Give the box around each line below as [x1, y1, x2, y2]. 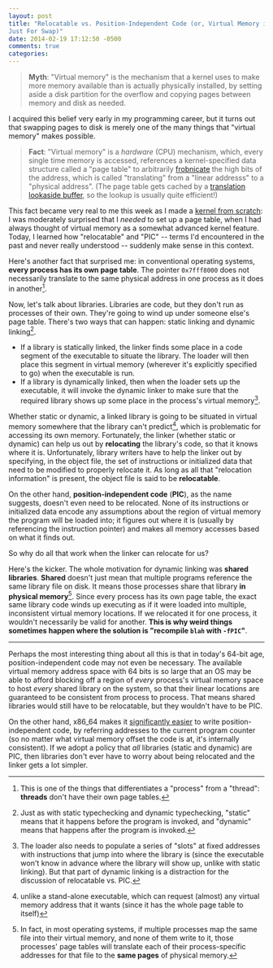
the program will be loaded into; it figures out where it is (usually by [8, 515, 234, 525]
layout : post [8, 11, 53, 20]
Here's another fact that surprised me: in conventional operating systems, [8, 256, 256, 265]
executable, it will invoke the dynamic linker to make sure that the [19, 386, 239, 396]
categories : [8, 50, 49, 58]
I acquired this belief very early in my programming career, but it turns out [8, 114, 256, 123]
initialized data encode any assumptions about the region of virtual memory [8, 506, 262, 516]
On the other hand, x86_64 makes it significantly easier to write [8, 717, 220, 727]
